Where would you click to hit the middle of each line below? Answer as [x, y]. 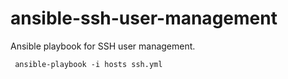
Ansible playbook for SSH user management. [103, 46]
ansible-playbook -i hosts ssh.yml [88, 64]
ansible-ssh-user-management [144, 18]
